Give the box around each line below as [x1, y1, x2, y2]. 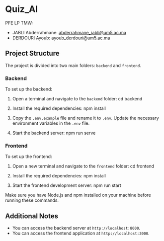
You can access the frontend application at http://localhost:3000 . [12, 230, 150, 237]
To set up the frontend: [5, 154, 52, 160]
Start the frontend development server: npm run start [12, 182, 122, 188]
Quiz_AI [5, 3, 38, 15]
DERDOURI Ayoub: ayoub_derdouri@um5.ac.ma [12, 35, 110, 41]
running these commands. [5, 197, 59, 203]
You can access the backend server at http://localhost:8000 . [12, 225, 141, 231]
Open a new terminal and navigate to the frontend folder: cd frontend [12, 163, 155, 169]
